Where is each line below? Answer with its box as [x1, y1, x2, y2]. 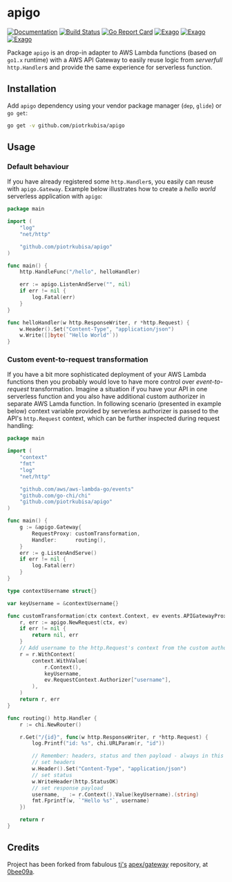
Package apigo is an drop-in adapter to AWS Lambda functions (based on [7, 48, 217, 57]
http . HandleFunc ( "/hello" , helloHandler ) [19, 268, 140, 275]
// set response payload [32, 785, 104, 792]
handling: [7, 422, 34, 430]
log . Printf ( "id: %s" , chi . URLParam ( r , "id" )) [32, 740, 166, 747]
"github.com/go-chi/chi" [19, 492, 91, 499]
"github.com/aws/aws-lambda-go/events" [19, 485, 135, 493]
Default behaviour [7, 161, 69, 171]
